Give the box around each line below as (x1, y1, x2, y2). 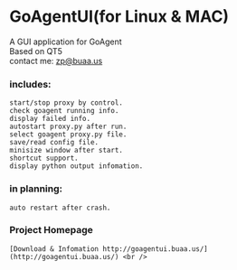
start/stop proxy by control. (9, 98, 124, 107)
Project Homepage (9, 224, 93, 237)
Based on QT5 (9, 45, 63, 56)
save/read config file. (9, 138, 100, 147)
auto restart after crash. (9, 203, 111, 212)
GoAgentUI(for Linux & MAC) (9, 6, 229, 27)
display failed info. (9, 115, 91, 124)
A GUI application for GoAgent (9, 36, 122, 47)
